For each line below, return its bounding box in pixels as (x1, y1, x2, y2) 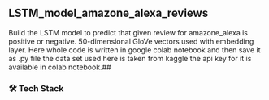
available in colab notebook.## (8, 62, 111, 72)
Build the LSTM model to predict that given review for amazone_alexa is (8, 27, 248, 37)
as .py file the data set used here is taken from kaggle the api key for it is (8, 53, 252, 63)
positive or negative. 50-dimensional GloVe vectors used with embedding (8, 36, 254, 46)
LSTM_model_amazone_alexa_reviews (8, 6, 209, 20)
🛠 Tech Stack (8, 82, 64, 94)
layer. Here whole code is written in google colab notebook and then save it (8, 44, 261, 55)
